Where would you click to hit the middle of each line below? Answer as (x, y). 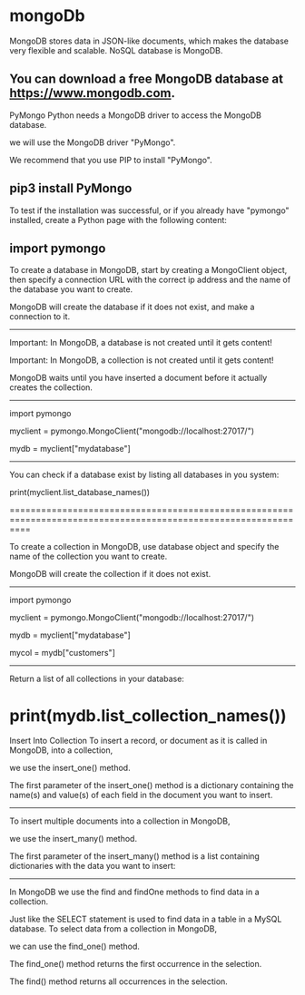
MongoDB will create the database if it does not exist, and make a (132, 307)
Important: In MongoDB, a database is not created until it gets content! (141, 343)
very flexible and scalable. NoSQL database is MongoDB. (116, 50)
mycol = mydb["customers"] (63, 653)
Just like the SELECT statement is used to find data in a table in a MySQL (146, 919)
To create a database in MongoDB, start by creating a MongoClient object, (148, 270)
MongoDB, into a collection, (61, 750)
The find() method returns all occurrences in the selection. (119, 981)
